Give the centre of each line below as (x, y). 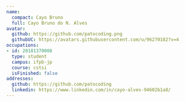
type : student (29, 56)
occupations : (23, 46)
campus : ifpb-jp (32, 62)
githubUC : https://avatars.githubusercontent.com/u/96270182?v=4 (96, 40)
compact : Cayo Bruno (37, 17)
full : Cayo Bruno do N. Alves (49, 23)
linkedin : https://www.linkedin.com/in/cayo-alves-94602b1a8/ (91, 90)
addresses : (20, 79)
